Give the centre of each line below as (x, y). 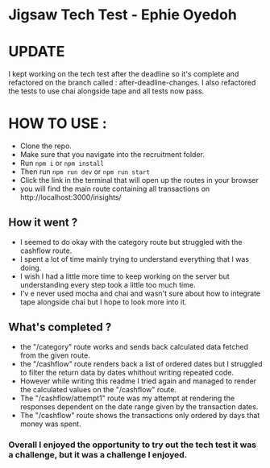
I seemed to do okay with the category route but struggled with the (131, 242)
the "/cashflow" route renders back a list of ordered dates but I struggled (141, 363)
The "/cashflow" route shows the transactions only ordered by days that (140, 415)
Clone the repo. (46, 146)
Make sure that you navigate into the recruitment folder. (112, 155)
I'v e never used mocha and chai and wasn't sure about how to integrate (140, 293)
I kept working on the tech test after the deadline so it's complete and (124, 74)
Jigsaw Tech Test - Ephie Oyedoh (123, 15)
